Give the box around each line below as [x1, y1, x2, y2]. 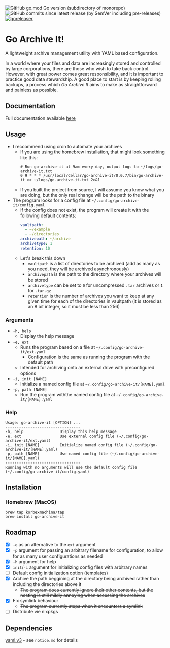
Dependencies [5, 624, 52, 632]
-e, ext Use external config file [5, 434, 115, 439]
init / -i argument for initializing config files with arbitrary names [12, 564, 148, 570]
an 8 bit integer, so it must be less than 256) [27, 303, 120, 310]
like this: [20, 154, 38, 160]
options [20, 370, 37, 376]
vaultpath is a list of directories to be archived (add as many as [27, 260, 160, 266]
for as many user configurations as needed [12, 553, 103, 559]
